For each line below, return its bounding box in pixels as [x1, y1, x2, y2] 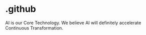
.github [5, 3, 36, 15]
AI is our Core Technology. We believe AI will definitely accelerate [5, 20, 141, 26]
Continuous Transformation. [5, 25, 63, 31]
